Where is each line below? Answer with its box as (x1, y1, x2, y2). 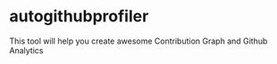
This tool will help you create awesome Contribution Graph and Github (9, 36, 268, 46)
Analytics (9, 44, 44, 55)
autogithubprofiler (9, 6, 149, 27)
